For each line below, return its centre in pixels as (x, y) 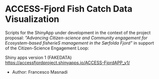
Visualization (32, 19)
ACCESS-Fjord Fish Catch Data (69, 9)
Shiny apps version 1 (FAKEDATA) (38, 57)
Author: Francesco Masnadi (40, 72)
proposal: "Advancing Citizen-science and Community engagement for (76, 38)
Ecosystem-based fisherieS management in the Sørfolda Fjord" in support (79, 43)
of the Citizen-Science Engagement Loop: (47, 48)
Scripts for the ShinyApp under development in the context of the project (78, 32)
